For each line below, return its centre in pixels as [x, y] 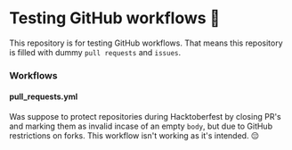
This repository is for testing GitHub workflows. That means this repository [146, 43]
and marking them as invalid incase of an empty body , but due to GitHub [141, 126]
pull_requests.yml [44, 96]
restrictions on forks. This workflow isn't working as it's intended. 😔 [134, 136]
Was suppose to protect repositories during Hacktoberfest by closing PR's [146, 117]
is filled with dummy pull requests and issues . [95, 52]
